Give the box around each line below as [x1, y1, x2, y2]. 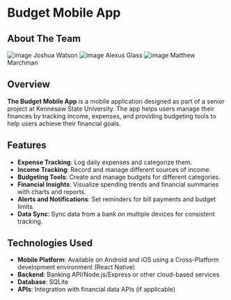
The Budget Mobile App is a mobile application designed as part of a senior [7, 97, 225, 105]
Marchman [7, 58, 38, 67]
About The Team [7, 33, 81, 45]
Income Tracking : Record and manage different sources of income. [17, 165, 212, 173]
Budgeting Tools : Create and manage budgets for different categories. [17, 173, 221, 181]
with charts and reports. [17, 187, 87, 196]
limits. [17, 202, 35, 210]
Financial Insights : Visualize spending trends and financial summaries [17, 180, 219, 189]
